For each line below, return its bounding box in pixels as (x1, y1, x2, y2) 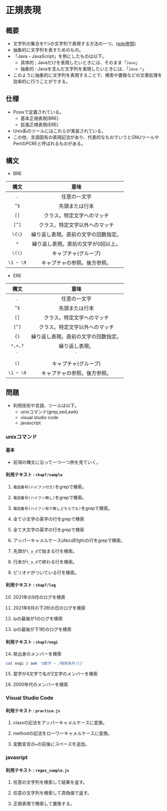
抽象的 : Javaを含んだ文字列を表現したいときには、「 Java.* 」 (20, 66, 147, 72)
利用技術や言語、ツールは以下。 (13, 402, 79, 409)
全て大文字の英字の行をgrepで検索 (13, 527, 85, 533)
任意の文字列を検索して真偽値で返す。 (13, 790, 92, 796)
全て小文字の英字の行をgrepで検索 (13, 515, 85, 522)
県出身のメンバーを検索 (13, 651, 62, 657)
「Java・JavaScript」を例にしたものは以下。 (13, 53, 107, 59)
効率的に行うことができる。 (13, 79, 71, 84)
